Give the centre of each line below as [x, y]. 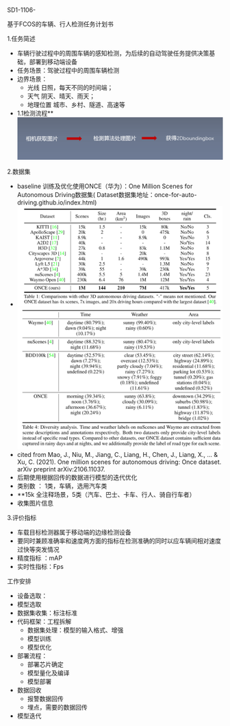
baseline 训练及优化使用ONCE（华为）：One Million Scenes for [105, 186]
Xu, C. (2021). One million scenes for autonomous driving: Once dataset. [119, 462]
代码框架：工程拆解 [44, 621]
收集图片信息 [35, 503]
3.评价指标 [22, 517]
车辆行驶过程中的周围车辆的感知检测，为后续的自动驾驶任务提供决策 [113, 53]
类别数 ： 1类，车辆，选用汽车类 [62, 486]
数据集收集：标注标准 [47, 613]
